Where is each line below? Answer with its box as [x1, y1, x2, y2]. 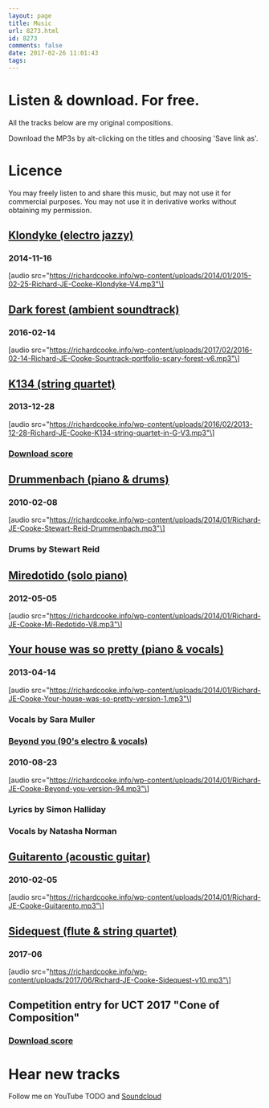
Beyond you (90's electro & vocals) [8, 735, 149, 746]
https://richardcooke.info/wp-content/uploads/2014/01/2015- [49, 271, 251, 281]
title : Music [8, 19, 52, 27]
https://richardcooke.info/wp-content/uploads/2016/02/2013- [49, 419, 253, 429]
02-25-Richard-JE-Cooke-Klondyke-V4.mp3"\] [8, 279, 165, 289]
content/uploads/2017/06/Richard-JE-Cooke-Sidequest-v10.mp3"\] [8, 975, 231, 985]
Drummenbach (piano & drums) [8, 473, 169, 486]
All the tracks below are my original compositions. [8, 117, 173, 127]
